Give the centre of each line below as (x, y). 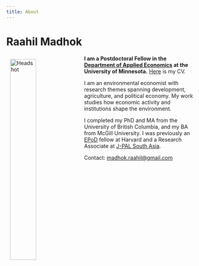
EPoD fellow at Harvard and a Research (133, 139)
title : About (23, 12)
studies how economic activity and (127, 102)
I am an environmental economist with (131, 83)
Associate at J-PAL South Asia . (123, 146)
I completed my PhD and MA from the (131, 120)
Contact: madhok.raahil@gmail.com (128, 157)
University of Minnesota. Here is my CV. (135, 71)
